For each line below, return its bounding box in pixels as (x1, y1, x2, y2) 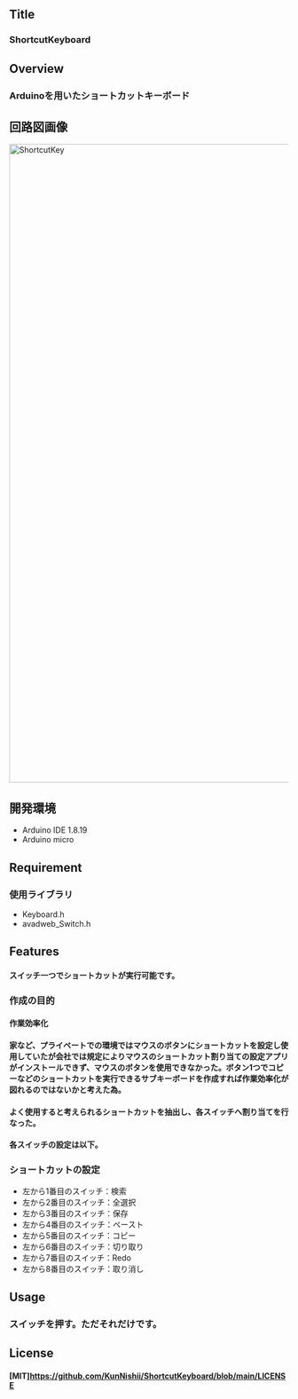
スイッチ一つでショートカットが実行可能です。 (9, 969, 180, 980)
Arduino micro (21, 834, 74, 845)
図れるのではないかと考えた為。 (9, 1085, 126, 1095)
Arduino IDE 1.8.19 (21, 825, 88, 835)
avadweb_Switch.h (21, 918, 91, 929)
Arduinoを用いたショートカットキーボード (9, 89, 191, 101)
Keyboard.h (21, 909, 65, 920)
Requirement (9, 860, 82, 875)
